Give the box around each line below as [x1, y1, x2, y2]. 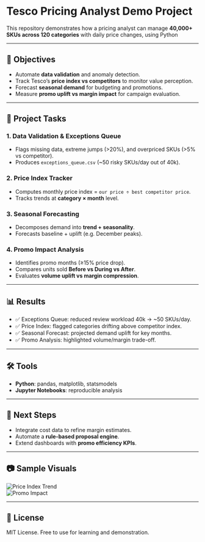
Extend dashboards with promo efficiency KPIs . [15, 439, 137, 447]
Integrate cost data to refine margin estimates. [15, 426, 132, 433]
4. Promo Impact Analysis [6, 245, 84, 254]
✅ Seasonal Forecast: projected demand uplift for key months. [15, 329, 172, 337]
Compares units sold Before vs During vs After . [15, 266, 136, 273]
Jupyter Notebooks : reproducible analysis [15, 386, 123, 394]
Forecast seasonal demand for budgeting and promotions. [15, 84, 164, 91]
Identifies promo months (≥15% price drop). [15, 259, 126, 266]
